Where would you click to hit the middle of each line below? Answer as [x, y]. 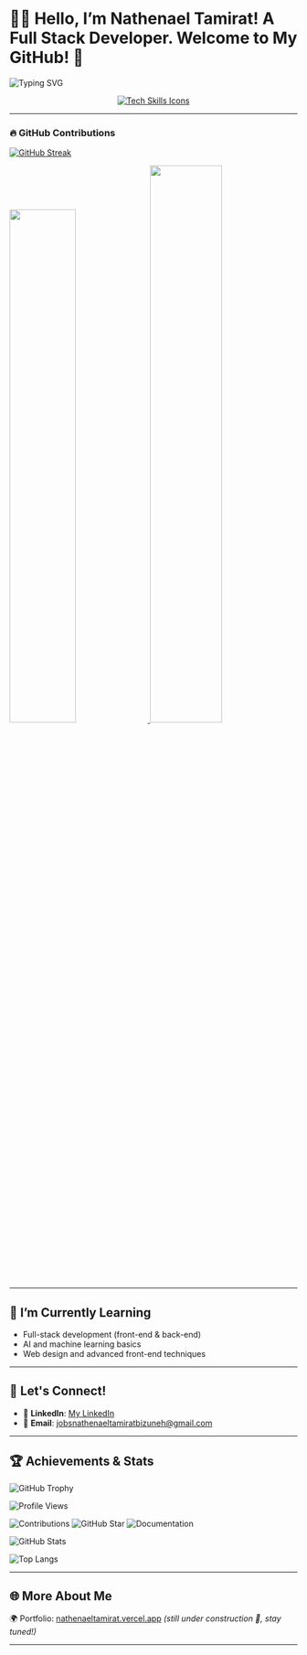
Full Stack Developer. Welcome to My [153, 38]
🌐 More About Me [61, 1596]
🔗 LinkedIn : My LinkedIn [69, 1413]
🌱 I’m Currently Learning [80, 1313]
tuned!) [23, 1632]
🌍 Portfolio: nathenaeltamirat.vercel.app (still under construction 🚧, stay [145, 1618]
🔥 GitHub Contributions [63, 133]
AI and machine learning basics [82, 1344]
